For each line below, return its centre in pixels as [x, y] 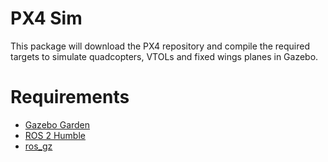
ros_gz [38, 146]
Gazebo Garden [57, 124]
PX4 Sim [46, 18]
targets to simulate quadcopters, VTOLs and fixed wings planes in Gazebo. [164, 56]
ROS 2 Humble [55, 135]
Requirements [70, 97]
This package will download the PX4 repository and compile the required [160, 46]
